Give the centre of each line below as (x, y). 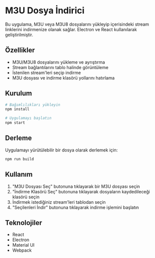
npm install (17, 109)
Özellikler (20, 50)
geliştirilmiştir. (19, 35)
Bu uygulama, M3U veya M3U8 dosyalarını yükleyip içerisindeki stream (77, 24)
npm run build (20, 159)
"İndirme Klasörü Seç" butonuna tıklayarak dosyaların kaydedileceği (81, 191)
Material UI (23, 245)
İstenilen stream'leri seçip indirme (46, 73)
